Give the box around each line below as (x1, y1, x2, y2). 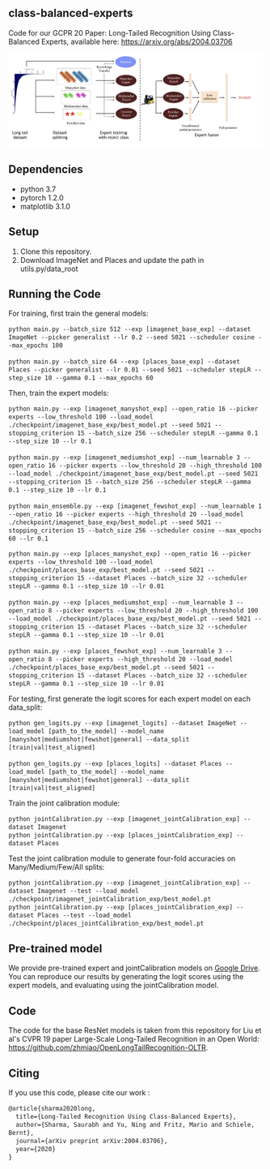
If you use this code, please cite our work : (8, 1087, 150, 1098)
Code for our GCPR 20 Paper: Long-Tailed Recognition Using (8, 28, 212, 37)
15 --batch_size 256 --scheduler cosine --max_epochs (77, 526, 263, 535)
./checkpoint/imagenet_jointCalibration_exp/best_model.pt (8, 896, 212, 904)
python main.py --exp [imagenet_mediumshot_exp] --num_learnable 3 (8, 453, 241, 462)
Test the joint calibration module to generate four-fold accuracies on (8, 853, 236, 863)
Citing (8, 1066, 40, 1080)
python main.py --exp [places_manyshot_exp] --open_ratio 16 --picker (8, 550, 251, 558)
